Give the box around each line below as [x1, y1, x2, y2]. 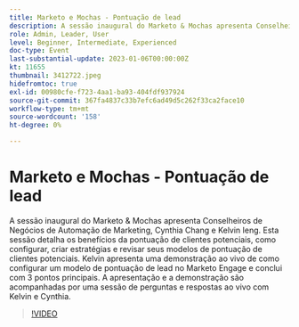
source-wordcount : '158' [9, 112, 101, 121]
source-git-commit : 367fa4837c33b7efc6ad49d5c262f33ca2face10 [9, 95, 245, 105]
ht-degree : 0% [9, 121, 62, 130]
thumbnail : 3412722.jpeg [9, 71, 101, 80]
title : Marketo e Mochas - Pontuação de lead [9, 12, 181, 22]
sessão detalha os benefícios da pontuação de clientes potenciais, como [9, 233, 277, 245]
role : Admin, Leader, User [9, 29, 109, 38]
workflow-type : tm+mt [9, 104, 90, 113]
